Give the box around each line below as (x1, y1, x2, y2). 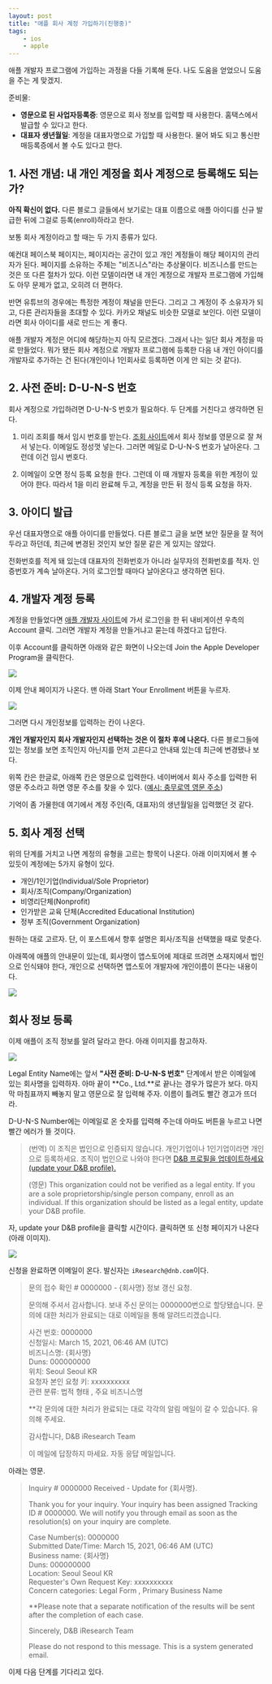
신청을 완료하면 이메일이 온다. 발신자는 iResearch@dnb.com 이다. (8, 1266, 209, 1275)
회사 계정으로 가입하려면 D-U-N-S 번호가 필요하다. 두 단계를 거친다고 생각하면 (8, 404, 256, 414)
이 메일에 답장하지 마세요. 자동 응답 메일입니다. (28, 1449, 176, 1458)
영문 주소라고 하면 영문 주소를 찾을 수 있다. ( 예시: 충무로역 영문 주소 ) (8, 783, 223, 792)
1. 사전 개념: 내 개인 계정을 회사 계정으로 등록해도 (8, 166, 237, 180)
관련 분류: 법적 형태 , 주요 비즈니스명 (28, 1387, 144, 1397)
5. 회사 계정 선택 (8, 826, 85, 840)
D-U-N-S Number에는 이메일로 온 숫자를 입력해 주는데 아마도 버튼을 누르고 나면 (8, 1116, 262, 1125)
